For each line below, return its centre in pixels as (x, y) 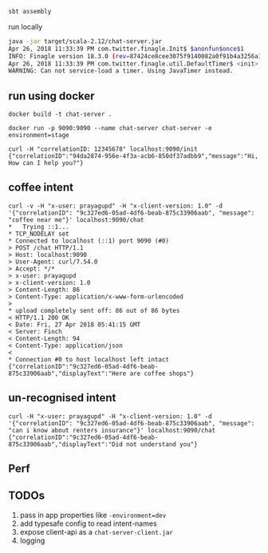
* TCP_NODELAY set (39, 234)
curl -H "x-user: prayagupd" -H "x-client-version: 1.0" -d (110, 416)
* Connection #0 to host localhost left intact (89, 359)
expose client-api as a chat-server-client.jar (96, 531)
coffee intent (41, 188)
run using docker (51, 96)
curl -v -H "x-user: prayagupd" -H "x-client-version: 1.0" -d (116, 206)
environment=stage (39, 136)
